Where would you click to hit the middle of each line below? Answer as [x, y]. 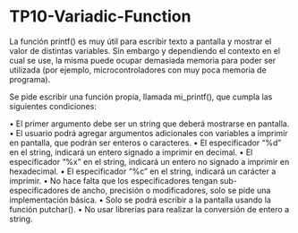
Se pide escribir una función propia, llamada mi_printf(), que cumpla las [141, 97]
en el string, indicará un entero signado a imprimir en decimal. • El [131, 152]
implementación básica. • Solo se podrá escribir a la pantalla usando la [140, 200]
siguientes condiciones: [53, 106]
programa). [30, 79]
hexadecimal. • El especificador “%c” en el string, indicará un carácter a [143, 171]
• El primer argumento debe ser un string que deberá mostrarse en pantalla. [149, 124]
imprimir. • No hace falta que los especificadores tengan [114, 180]
